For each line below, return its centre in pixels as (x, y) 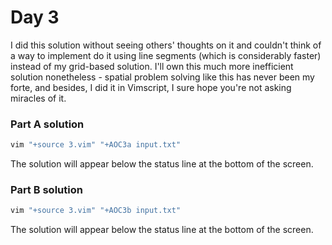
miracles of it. (38, 98)
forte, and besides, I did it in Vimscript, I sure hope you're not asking (151, 87)
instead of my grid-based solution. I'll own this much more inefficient (152, 66)
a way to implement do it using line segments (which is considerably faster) (166, 55)
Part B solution (46, 190)
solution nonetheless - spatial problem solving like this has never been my (162, 77)
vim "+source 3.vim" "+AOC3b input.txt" (96, 211)
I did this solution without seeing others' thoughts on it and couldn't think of (166, 45)
